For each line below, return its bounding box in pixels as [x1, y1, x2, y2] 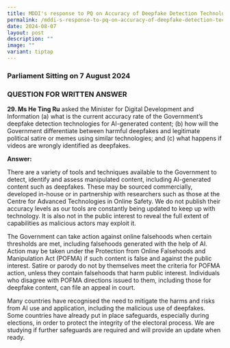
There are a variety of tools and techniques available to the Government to [7, 168, 217, 176]
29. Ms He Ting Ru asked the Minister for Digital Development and [7, 105, 194, 113]
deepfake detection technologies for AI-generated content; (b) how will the [7, 119, 219, 128]
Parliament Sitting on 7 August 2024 [7, 71, 131, 80]
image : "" [7, 42, 36, 49]
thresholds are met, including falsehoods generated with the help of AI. [7, 240, 207, 248]
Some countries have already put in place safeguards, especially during [7, 312, 209, 320]
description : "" [7, 36, 53, 43]
